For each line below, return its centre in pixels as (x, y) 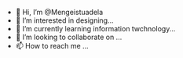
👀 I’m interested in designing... (64, 20)
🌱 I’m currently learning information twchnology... (95, 29)
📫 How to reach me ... (52, 46)
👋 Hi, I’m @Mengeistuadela (59, 12)
